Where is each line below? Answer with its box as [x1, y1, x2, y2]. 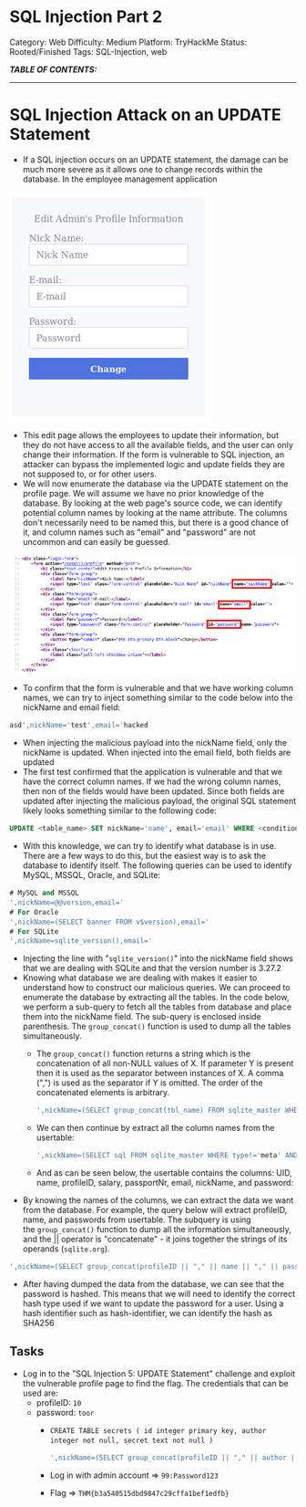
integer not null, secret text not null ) [49, 1436, 214, 1445]
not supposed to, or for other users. [22, 468, 158, 479]
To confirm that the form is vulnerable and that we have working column [22, 683, 294, 694]
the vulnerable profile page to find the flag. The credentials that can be [22, 1377, 289, 1388]
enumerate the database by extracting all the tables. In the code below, [22, 992, 290, 1003]
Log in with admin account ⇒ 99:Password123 [49, 1470, 219, 1481]
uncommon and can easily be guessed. [22, 536, 171, 547]
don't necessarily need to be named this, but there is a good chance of [22, 517, 290, 528]
